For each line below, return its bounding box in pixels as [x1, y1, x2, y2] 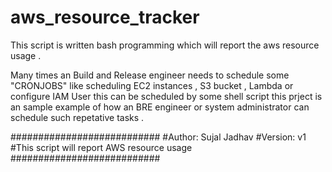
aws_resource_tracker [10, 6, 200, 29]
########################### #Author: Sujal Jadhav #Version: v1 [10, 131, 307, 143]
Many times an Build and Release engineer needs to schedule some [10, 69, 290, 81]
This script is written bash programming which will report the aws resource [10, 39, 320, 51]
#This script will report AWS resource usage [10, 141, 193, 153]
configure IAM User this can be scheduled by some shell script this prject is [10, 90, 323, 102]
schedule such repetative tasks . [10, 111, 145, 123]
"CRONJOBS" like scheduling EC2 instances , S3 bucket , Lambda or [10, 79, 294, 91]
